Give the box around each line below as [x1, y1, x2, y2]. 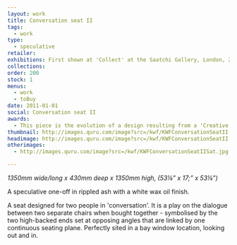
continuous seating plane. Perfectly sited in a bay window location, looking [7, 224, 225, 232]
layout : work [7, 10, 46, 18]
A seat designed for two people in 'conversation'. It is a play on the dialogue [7, 201, 228, 209]
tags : [7, 23, 23, 30]
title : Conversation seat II [7, 17, 93, 24]
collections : [7, 63, 46, 70]
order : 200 [7, 69, 39, 76]
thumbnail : [7, 129, 39, 136]
